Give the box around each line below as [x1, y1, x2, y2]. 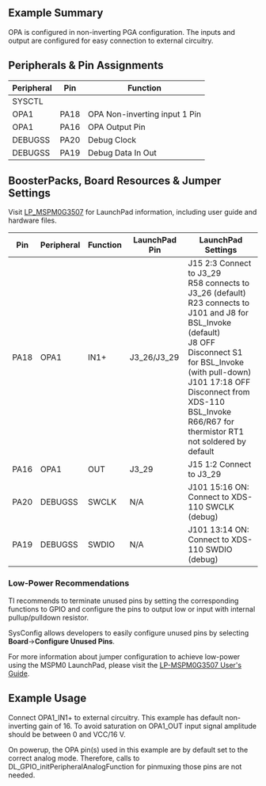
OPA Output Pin [88, 121, 146, 132]
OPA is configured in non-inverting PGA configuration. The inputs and [8, 27, 236, 36]
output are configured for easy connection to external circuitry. [8, 36, 214, 45]
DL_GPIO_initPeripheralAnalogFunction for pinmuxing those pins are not [8, 761, 242, 771]
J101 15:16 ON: [188, 482, 249, 493]
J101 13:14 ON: [188, 525, 249, 536]
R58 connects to [188, 277, 250, 288]
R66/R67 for [188, 416, 235, 427]
